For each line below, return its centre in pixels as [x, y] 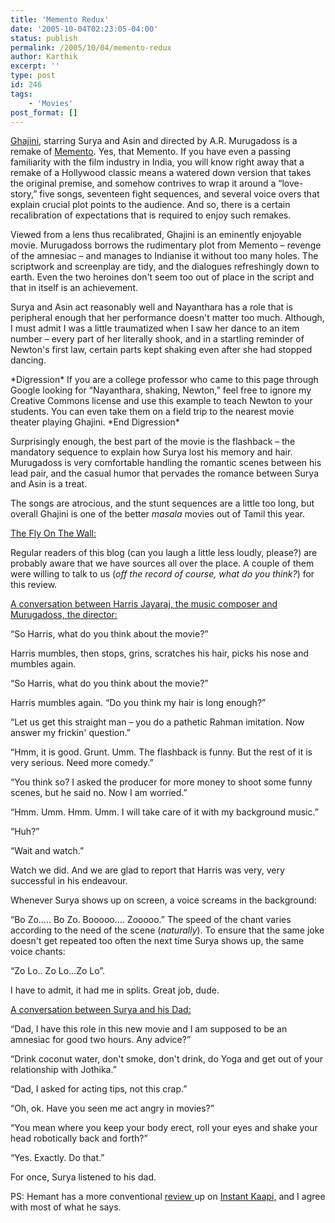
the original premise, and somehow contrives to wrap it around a [143, 183]
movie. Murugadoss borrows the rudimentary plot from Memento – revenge [166, 245]
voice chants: [38, 952]
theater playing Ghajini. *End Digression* [95, 422]
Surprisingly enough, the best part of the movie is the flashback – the [153, 442]
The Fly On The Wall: [53, 533]
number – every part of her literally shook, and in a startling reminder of [157, 339]
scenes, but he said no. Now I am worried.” [99, 793]
